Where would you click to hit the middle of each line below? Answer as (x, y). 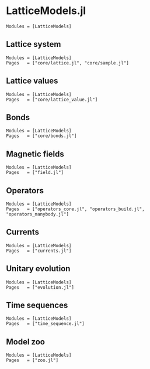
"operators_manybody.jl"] (37, 214)
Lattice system (34, 44)
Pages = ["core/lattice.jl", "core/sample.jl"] (68, 63)
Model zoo (26, 342)
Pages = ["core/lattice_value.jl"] (52, 100)
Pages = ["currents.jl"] (39, 251)
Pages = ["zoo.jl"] (32, 361)
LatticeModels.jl (46, 11)
